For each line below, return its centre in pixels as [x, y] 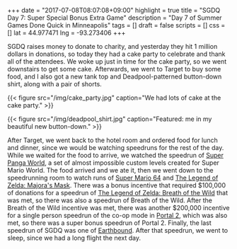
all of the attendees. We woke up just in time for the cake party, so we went [117, 62]
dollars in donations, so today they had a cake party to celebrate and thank [116, 54]
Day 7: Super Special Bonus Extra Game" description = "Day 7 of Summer [115, 18]
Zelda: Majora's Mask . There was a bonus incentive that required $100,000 [117, 185]
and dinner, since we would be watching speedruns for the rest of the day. [116, 147]
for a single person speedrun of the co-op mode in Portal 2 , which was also [117, 215]
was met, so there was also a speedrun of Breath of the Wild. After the [110, 200]
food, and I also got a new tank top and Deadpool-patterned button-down [115, 76]
